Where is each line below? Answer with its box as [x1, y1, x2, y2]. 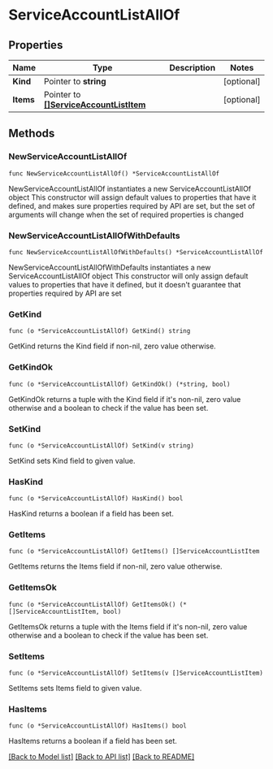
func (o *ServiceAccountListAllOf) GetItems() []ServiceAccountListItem [8, 547, 260, 555]
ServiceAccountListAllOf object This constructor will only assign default [8, 270, 249, 281]
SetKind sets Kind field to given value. [8, 456, 136, 465]
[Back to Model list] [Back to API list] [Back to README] [8, 752, 195, 762]
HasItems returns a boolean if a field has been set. [8, 737, 177, 746]
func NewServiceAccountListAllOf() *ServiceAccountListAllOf [8, 169, 220, 178]
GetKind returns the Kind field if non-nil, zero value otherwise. [8, 341, 217, 351]
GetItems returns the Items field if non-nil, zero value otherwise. [8, 562, 223, 572]
